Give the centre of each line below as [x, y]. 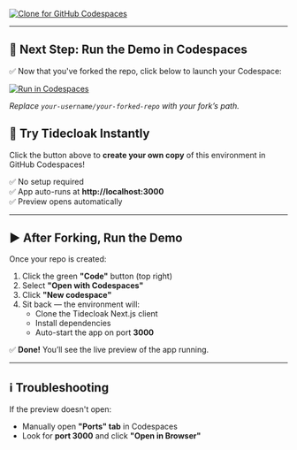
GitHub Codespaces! [47, 164]
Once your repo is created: [58, 259]
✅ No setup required [46, 181]
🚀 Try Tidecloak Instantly [80, 134]
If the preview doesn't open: [61, 409]
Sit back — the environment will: [80, 304]
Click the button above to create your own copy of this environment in [137, 155]
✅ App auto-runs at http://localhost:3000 [87, 191]
